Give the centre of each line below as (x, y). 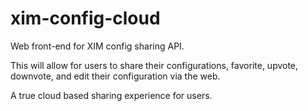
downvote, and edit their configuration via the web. (115, 76)
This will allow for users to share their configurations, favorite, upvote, (154, 65)
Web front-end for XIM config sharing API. (97, 46)
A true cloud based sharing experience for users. (111, 95)
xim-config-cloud (85, 18)
